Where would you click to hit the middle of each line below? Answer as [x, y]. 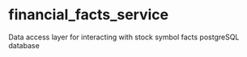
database [24, 45]
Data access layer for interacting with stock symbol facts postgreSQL [124, 37]
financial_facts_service [88, 15]
